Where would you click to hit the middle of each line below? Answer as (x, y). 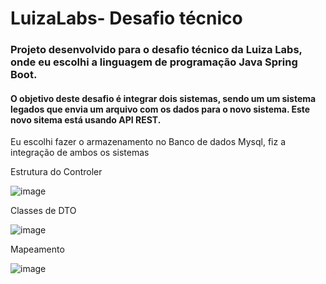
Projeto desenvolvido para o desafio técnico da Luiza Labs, (156, 50)
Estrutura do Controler (56, 172)
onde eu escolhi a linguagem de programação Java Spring (154, 62)
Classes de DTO (43, 211)
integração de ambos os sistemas (80, 153)
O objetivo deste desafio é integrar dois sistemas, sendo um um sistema (163, 98)
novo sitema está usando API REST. (86, 119)
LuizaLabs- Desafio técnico (126, 18)
